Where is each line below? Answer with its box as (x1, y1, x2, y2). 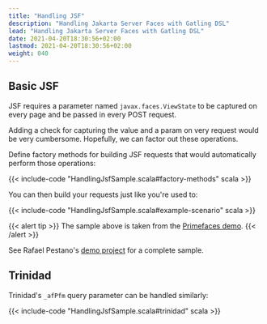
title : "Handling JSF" (8, 11, 85, 20)
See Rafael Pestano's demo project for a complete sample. (8, 245, 204, 255)
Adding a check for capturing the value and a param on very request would (8, 125, 259, 134)
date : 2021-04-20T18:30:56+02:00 (8, 34, 121, 43)
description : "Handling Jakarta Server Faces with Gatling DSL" (8, 19, 230, 28)
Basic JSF (8, 79, 59, 93)
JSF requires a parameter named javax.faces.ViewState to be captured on (8, 100, 257, 110)
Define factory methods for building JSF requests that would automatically (8, 149, 256, 159)
